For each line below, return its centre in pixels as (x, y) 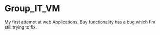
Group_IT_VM (32, 9)
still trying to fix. (21, 27)
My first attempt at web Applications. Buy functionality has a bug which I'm (80, 22)
